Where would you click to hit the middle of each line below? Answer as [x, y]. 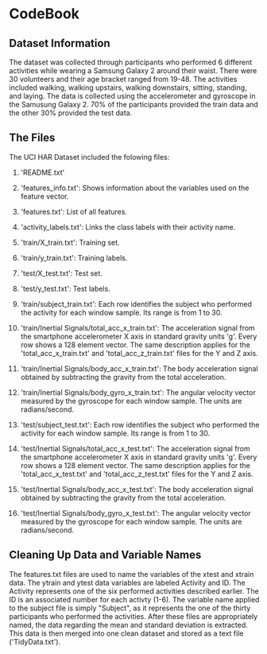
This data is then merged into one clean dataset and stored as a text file [126, 633]
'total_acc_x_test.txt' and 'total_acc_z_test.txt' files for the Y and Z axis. [137, 474]
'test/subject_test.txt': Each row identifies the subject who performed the [140, 424]
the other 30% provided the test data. [71, 113]
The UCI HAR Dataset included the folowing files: [89, 157]
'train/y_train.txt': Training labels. [74, 257]
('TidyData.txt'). [35, 641]
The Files [32, 138]
